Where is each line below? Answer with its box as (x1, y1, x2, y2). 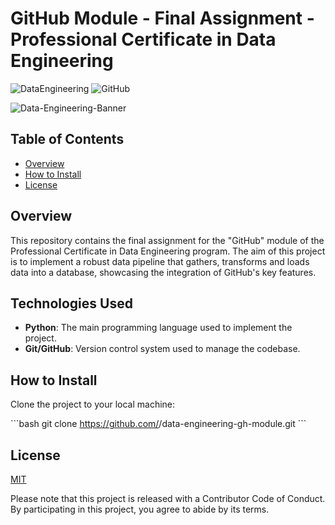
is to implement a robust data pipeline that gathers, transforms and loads (10, 255, 310, 267)
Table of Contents (10, 131, 125, 148)
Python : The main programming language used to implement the (24, 322, 293, 334)
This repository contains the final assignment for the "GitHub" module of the (10, 234, 325, 246)
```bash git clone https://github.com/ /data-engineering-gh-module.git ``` (10, 418, 307, 430)
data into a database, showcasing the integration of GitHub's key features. (10, 266, 317, 278)
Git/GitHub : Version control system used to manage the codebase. (24, 343, 301, 355)
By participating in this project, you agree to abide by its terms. (10, 503, 270, 515)
